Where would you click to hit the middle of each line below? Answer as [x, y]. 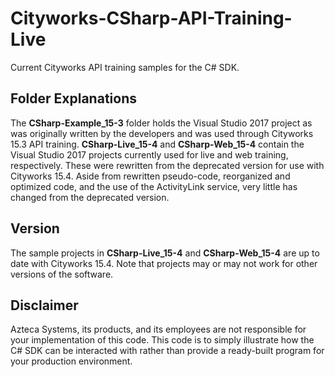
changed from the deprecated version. [90, 197]
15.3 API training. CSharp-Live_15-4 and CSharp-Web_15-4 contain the [157, 144]
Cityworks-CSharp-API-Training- [151, 18]
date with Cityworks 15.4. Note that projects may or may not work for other [164, 263]
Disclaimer [44, 305]
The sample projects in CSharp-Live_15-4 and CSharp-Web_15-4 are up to [165, 253]
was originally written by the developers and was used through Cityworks [162, 133]
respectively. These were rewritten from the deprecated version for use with [167, 165]
